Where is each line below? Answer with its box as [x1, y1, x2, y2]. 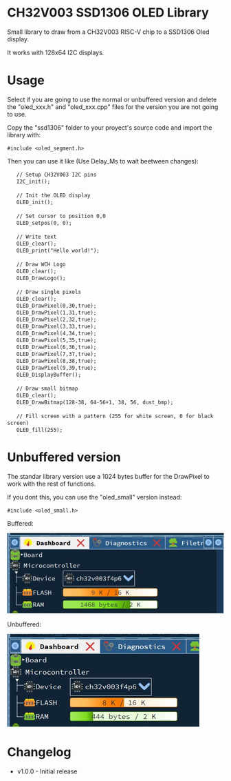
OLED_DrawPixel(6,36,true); [16, 344, 97, 350]
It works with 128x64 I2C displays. [7, 48, 104, 57]
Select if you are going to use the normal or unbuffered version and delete [7, 95, 217, 103]
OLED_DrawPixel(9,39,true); [16, 364, 97, 371]
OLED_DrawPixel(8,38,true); [16, 357, 97, 364]
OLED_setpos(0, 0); [16, 219, 72, 226]
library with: [7, 130, 41, 139]
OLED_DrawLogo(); [16, 275, 67, 281]
